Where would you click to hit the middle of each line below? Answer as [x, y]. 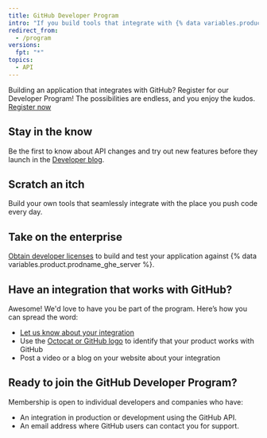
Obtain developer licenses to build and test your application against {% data [132, 256]
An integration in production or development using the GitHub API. [128, 417]
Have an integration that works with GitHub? [120, 290]
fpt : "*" [30, 52]
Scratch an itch [46, 184]
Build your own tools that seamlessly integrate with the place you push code [133, 203]
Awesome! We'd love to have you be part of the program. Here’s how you [128, 308]
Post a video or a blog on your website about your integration [120, 358]
